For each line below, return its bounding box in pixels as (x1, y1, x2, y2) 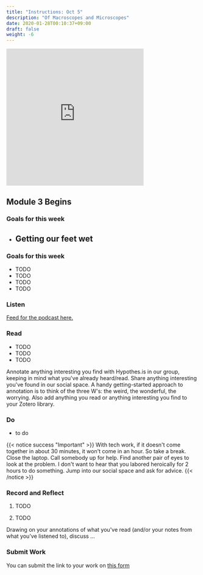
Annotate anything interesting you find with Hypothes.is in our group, (6, 368, 180, 375)
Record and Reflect (6, 489, 64, 497)
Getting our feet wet (15, 233, 93, 244)
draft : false (6, 26, 40, 32)
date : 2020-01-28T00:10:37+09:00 (6, 20, 91, 26)
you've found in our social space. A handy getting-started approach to (6, 381, 183, 388)
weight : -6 (6, 32, 34, 38)
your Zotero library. (6, 400, 55, 407)
